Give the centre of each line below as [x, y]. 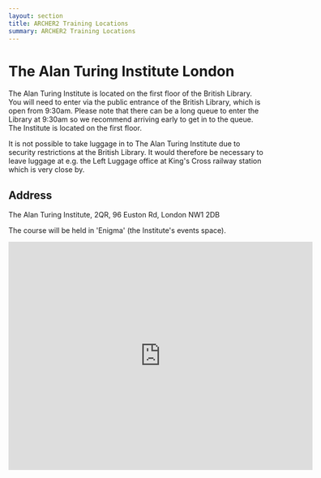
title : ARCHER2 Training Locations [68, 24]
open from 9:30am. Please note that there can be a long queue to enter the [134, 111]
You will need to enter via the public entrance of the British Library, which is [135, 102]
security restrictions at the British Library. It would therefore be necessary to [136, 153]
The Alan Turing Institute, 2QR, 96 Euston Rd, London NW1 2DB [114, 215]
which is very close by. [47, 170]
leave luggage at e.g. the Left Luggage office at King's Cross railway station [135, 161]
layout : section [36, 16]
